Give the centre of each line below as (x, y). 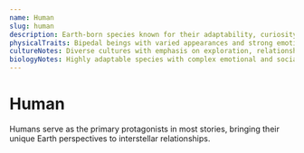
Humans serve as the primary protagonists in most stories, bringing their (145, 129)
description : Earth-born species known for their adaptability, (133, 34)
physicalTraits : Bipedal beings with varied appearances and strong (141, 43)
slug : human (32, 26)
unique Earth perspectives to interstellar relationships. (110, 138)
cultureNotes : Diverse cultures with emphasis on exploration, (131, 51)
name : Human (32, 18)
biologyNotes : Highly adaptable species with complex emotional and (141, 59)
